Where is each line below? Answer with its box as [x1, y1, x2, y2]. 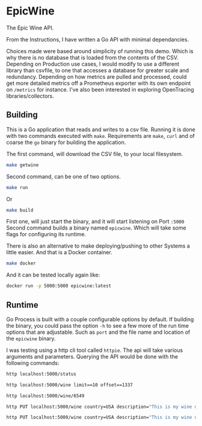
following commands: [6, 359, 60, 366]
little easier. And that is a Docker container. [6, 249, 112, 256]
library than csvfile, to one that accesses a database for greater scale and [6, 66, 189, 74]
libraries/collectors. [6, 92, 54, 99]
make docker [6, 260, 36, 266]
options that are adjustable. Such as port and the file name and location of [6, 328, 191, 336]
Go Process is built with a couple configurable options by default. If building [6, 315, 194, 323]
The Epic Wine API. [6, 24, 54, 31]
